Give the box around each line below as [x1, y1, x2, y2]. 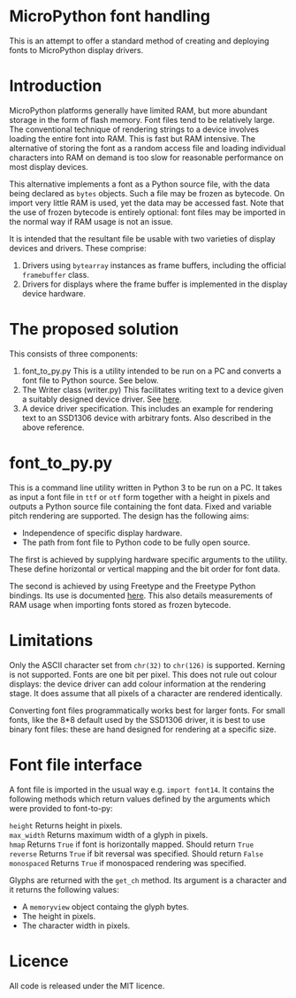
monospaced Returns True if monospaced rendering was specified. [9, 857, 247, 868]
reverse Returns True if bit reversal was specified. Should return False [9, 848, 263, 859]
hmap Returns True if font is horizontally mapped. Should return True [9, 839, 254, 849]
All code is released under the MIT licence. [9, 980, 165, 991]
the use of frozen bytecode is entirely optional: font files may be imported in [9, 206, 285, 218]
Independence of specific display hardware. [21, 527, 183, 538]
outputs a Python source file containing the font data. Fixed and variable [9, 501, 272, 511]
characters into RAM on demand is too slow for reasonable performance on [9, 152, 285, 163]
